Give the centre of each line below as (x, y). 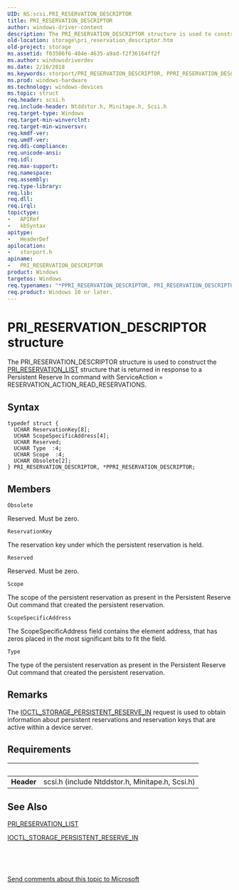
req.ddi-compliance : (38, 147)
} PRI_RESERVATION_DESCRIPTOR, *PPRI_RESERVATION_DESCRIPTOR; (101, 467)
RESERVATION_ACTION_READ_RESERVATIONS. (77, 384)
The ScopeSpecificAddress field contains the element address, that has (112, 631)
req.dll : (20, 199)
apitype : (20, 232)
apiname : (20, 259)
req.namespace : (30, 173)
